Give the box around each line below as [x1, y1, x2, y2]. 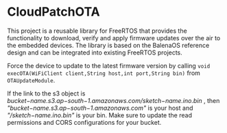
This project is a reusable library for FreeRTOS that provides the [7, 27, 187, 35]
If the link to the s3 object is [7, 89, 86, 98]
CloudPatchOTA [7, 4, 101, 20]
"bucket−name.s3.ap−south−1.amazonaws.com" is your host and [7, 104, 193, 112]
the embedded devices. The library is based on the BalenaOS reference [7, 41, 210, 49]
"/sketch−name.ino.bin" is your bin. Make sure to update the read [7, 110, 192, 119]
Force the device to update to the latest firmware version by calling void [7, 61, 211, 70]
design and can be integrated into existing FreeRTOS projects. [7, 48, 183, 57]
